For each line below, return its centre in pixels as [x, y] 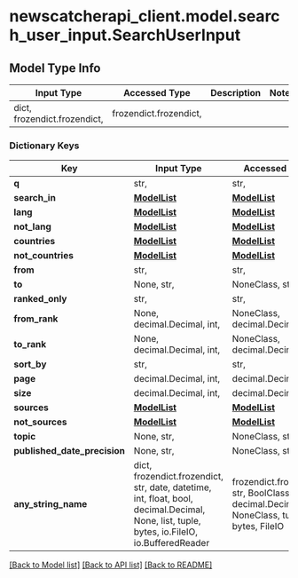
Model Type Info [55, 68]
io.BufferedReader [172, 543]
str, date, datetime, [173, 487]
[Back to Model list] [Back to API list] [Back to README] [111, 565]
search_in [35, 198]
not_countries [43, 256]
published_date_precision [70, 451]
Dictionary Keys [44, 146]
